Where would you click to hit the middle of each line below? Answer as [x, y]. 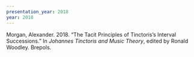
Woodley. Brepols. [29, 47]
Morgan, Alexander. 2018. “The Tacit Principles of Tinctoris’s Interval [91, 34]
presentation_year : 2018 [37, 12]
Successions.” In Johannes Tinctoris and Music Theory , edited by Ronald [97, 41]
